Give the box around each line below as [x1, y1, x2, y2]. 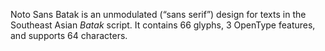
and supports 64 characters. [10, 30, 128, 41]
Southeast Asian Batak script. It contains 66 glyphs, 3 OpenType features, [10, 19, 316, 31]
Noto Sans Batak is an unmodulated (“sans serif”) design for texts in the [10, 9, 307, 20]
